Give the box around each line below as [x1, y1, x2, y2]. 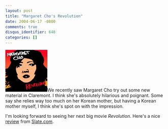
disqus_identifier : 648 [5, 29, 56, 35]
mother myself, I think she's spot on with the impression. [5, 103, 124, 109]
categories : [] [5, 35, 38, 40]
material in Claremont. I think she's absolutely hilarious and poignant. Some [5, 92, 163, 99]
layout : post [5, 8, 33, 13]
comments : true [5, 24, 38, 29]
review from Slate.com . [5, 118, 54, 124]
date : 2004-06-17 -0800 [5, 19, 56, 24]
